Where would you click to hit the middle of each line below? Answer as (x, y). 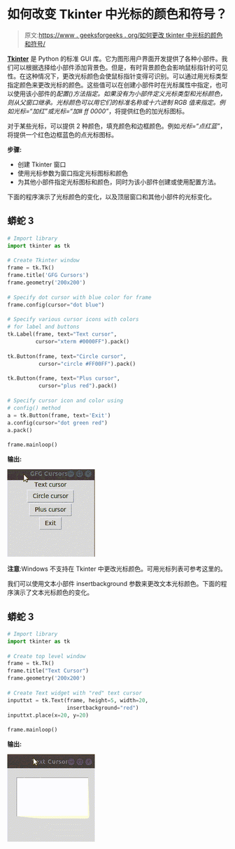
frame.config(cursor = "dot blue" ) (56, 305)
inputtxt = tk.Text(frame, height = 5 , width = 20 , (78, 700)
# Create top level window (47, 656)
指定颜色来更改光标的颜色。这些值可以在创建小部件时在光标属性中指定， (111, 85)
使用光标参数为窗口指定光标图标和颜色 (72, 173)
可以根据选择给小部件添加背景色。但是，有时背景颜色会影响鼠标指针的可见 (120, 67)
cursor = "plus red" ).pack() (78, 386)
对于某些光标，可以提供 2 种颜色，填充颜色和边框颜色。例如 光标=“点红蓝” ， (117, 126)
